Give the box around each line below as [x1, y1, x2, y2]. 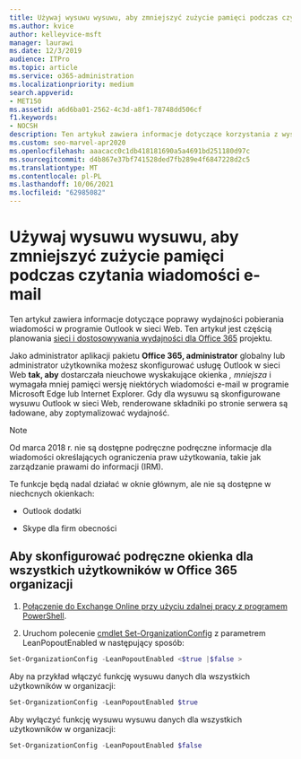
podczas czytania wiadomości [9, 266, 240, 285]
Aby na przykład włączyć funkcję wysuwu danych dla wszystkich [9, 670, 251, 682]
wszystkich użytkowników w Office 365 [9, 563, 237, 579]
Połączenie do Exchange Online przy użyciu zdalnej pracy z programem [21, 600, 288, 611]
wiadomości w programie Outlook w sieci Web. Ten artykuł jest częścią [9, 323, 272, 334]
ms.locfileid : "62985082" [9, 188, 106, 197]
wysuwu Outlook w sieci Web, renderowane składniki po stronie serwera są [9, 397, 288, 408]
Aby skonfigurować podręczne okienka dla [9, 549, 254, 564]
